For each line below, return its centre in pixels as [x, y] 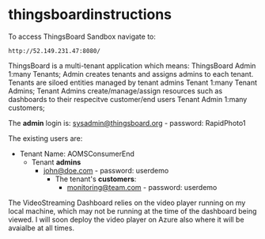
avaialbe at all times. [42, 228]
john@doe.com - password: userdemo [106, 170]
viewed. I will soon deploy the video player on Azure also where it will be [126, 219]
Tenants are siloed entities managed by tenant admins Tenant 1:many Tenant [133, 82]
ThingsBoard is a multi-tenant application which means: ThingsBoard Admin [132, 66]
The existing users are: [45, 138]
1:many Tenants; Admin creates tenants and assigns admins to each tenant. [131, 74]
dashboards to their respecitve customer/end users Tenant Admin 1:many [128, 99]
